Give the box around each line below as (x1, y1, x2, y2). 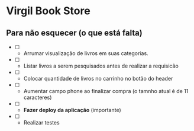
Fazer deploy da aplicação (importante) (23, 107, 121, 113)
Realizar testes (23, 119, 60, 126)
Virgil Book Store (6, 4, 90, 18)
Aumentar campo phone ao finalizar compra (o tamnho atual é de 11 (23, 88, 189, 94)
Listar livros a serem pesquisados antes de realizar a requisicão (23, 62, 179, 69)
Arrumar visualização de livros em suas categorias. (23, 50, 149, 57)
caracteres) (23, 94, 52, 101)
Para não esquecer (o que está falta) (6, 28, 143, 38)
